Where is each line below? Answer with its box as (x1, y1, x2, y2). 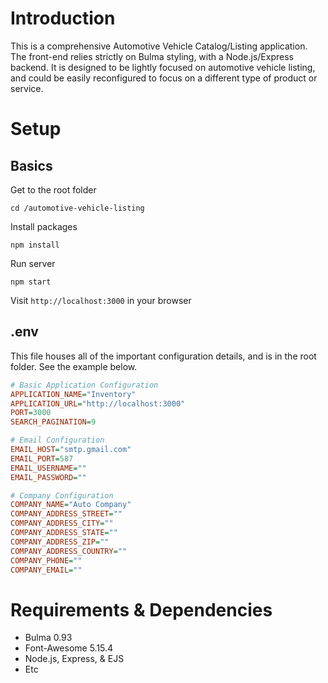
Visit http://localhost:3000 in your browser (10, 294, 192, 306)
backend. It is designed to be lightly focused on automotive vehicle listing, (10, 61, 316, 73)
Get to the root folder (10, 183, 97, 196)
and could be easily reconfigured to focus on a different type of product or (10, 72, 318, 84)
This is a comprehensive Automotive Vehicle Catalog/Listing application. (10, 40, 308, 52)
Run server (10, 257, 56, 269)
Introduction (10, 7, 116, 30)
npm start (10, 277, 52, 287)
